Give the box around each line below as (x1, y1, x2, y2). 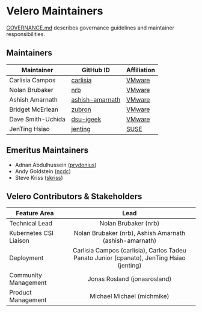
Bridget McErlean (9, 105, 59, 114)
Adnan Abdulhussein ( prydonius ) (14, 161, 97, 168)
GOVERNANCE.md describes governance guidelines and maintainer (6, 24, 174, 31)
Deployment (9, 254, 44, 262)
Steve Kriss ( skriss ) (14, 174, 63, 181)
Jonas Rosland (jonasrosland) (87, 275, 172, 283)
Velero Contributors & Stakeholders (6, 191, 142, 201)
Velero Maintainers (6, 4, 103, 18)
